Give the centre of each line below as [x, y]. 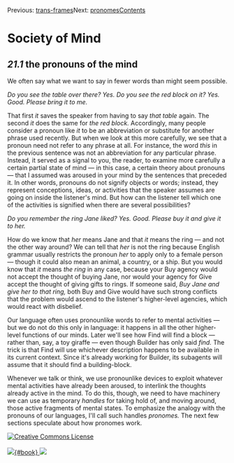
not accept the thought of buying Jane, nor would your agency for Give [110, 277]
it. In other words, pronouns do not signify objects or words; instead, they [113, 182]
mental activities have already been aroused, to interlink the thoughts [107, 386]
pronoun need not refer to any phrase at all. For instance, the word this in [112, 145]
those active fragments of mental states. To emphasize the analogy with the [116, 408]
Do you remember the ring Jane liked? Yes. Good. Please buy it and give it [114, 219]
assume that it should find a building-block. [70, 365]
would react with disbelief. [45, 306]
